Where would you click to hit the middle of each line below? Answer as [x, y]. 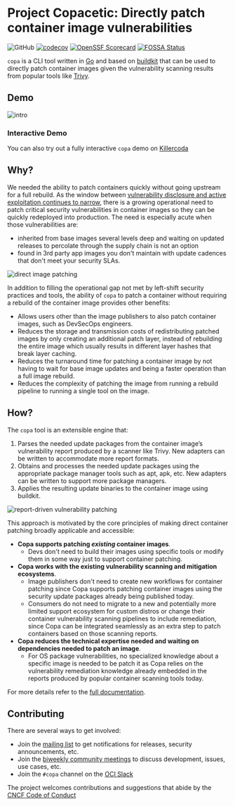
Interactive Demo [37, 133]
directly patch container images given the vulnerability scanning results [110, 68]
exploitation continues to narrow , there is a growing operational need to [110, 202]
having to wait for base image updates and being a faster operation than [122, 368]
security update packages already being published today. [111, 596]
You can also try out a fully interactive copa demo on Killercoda [98, 148]
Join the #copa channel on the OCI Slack [75, 774]
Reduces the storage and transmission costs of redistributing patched [118, 331]
